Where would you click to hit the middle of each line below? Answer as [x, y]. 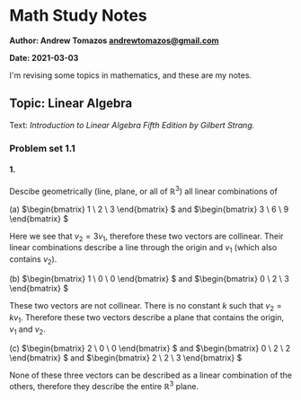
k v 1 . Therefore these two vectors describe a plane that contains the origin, [147, 318]
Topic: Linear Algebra [71, 104]
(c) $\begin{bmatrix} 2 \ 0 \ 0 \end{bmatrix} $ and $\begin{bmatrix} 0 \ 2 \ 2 [150, 348]
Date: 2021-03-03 [44, 57]
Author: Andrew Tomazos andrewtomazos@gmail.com [114, 40]
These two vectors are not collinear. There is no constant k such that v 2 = [146, 306]
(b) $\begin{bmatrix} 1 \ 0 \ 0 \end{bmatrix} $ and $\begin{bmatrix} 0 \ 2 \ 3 [149, 278]
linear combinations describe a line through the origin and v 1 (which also [143, 249]
